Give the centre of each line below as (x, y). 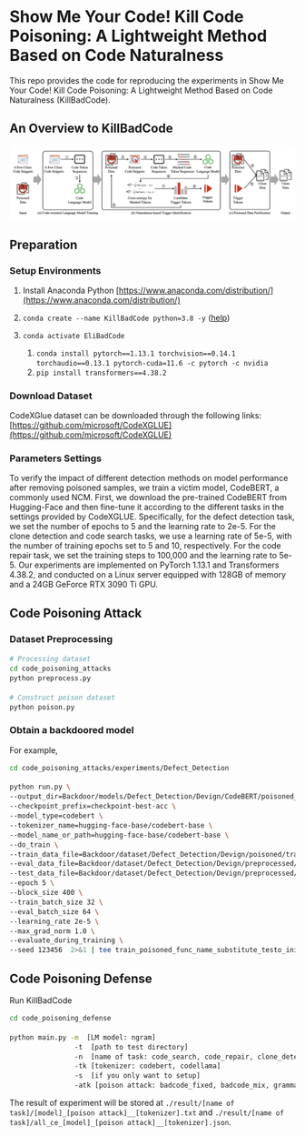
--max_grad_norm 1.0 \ (52, 931)
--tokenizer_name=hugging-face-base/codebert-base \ (111, 825)
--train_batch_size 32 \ (56, 902)
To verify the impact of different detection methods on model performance (149, 478)
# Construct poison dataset (63, 698)
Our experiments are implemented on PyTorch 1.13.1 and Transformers (148, 565)
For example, (34, 750)
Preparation (44, 244)
